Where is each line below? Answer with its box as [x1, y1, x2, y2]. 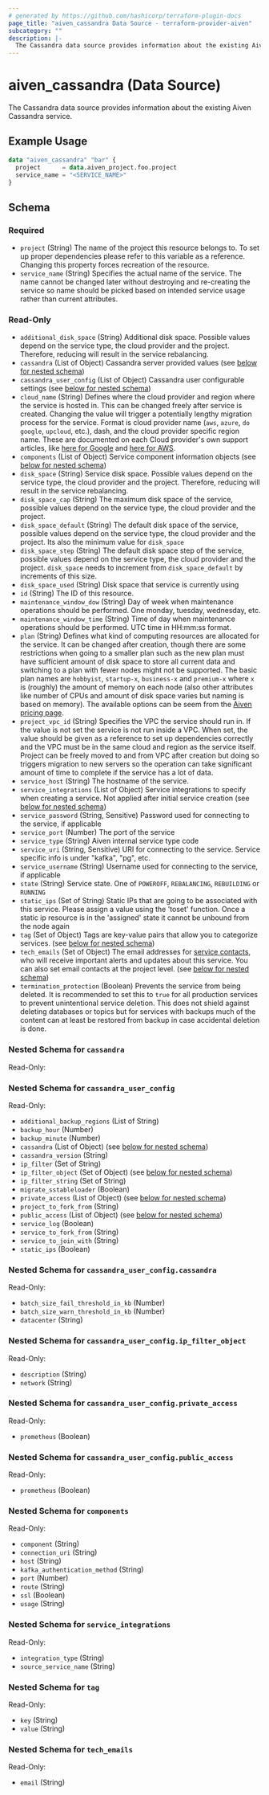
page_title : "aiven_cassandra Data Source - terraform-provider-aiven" [8, 19, 252, 27]
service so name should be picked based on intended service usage [19, 286, 246, 296]
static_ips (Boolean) [19, 1244, 90, 1253]
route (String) [19, 1582, 66, 1592]
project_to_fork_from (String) [19, 1201, 119, 1211]
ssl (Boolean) [19, 1590, 66, 1600]
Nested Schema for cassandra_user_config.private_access [8, 1397, 238, 1409]
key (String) [19, 1715, 58, 1725]
